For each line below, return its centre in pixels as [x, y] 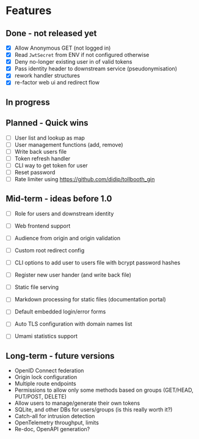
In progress [28, 102]
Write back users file [41, 151]
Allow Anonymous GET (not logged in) [63, 48]
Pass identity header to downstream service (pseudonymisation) [96, 69]
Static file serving [37, 287]
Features [29, 11]
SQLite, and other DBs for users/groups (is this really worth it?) [93, 410]
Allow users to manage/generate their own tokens [77, 403]
